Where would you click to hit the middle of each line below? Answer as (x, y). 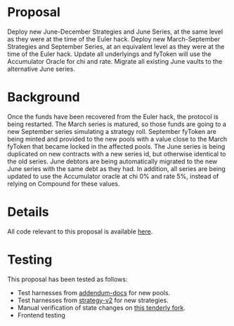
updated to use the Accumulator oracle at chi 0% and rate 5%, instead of (113, 176)
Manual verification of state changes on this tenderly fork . (102, 307)
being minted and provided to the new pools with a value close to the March (117, 139)
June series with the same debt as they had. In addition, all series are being (117, 168)
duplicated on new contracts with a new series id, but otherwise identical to (117, 154)
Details (28, 212)
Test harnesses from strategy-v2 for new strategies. (93, 300)
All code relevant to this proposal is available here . (80, 231)
